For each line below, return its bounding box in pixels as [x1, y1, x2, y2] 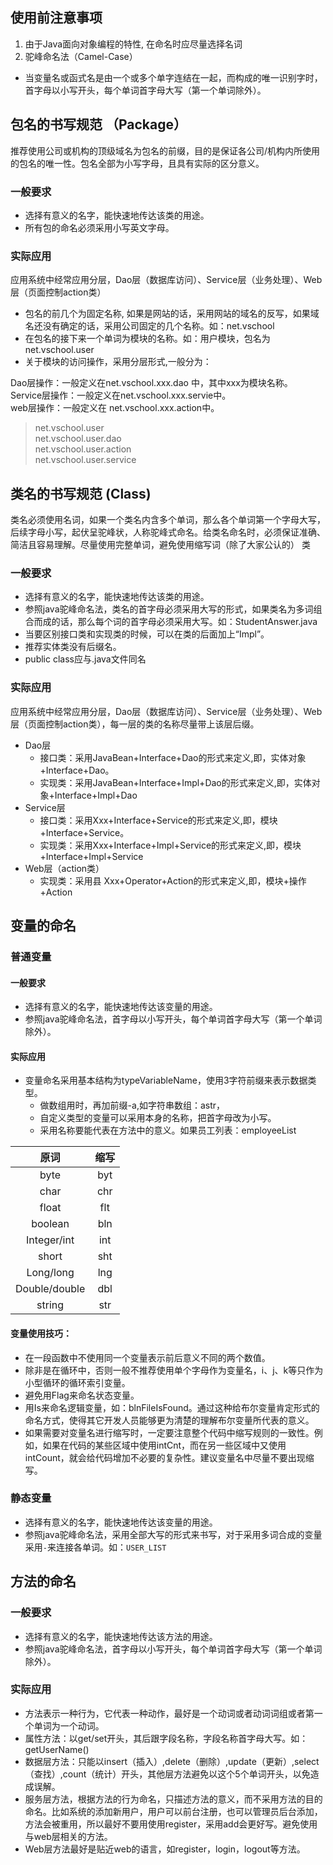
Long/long [26, 1266, 75, 1280]
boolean [31, 1217, 70, 1231]
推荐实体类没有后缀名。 [24, 641, 122, 653]
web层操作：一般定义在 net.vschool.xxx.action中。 [10, 402, 220, 414]
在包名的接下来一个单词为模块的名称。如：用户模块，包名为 [24, 333, 271, 345]
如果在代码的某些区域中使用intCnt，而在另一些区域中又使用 [42, 1439, 287, 1451]
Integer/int [26, 1233, 75, 1247]
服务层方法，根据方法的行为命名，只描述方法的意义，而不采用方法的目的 [24, 1793, 323, 1805]
